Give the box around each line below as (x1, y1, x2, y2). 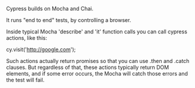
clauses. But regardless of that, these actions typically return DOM (6, 64, 169, 71)
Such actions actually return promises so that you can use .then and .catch (6, 58, 190, 64)
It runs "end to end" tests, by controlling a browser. (6, 17, 131, 23)
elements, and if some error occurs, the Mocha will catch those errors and (6, 70, 188, 77)
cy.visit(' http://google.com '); (6, 46, 76, 53)
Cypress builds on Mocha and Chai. (6, 5, 94, 12)
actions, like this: (6, 34, 48, 41)
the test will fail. (6, 77, 45, 83)
